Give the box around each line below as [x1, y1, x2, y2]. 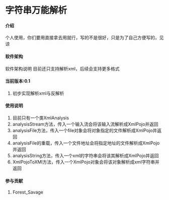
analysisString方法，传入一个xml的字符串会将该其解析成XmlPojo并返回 [12, 153, 159, 159]
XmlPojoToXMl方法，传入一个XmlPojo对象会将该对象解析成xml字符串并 [12, 159, 160, 165]
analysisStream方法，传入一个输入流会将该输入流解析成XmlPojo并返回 [12, 121, 158, 127]
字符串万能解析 [5, 5, 67, 16]
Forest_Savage [12, 189, 44, 195]
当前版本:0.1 [5, 78, 31, 84]
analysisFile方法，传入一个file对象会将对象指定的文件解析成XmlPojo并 [12, 127, 157, 134]
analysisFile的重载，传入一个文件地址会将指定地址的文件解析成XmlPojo [12, 140, 160, 146]
